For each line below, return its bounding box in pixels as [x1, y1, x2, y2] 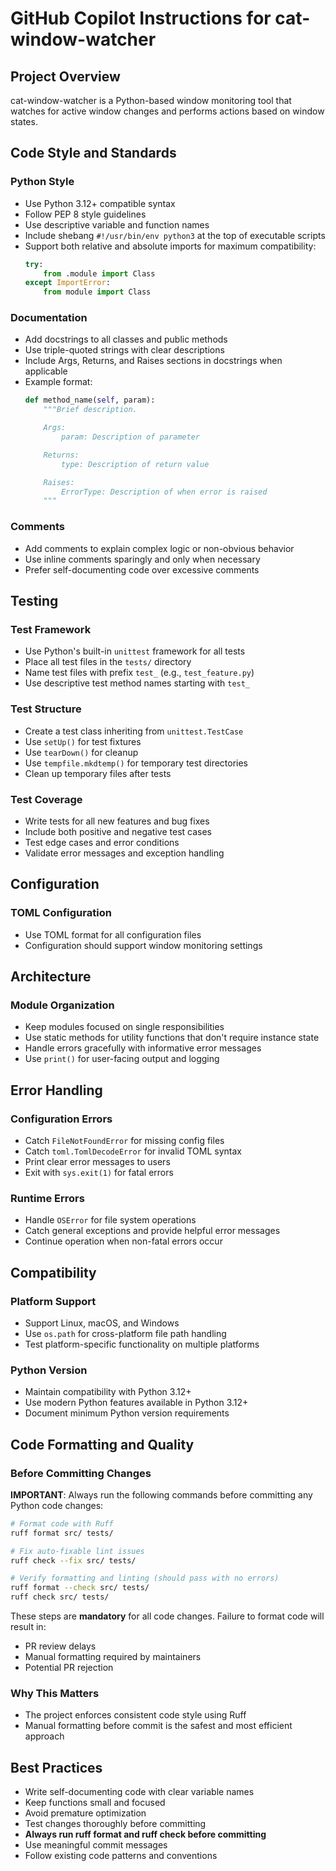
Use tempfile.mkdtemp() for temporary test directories [24, 757, 249, 769]
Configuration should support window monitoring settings [24, 939, 263, 951]
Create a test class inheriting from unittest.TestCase [24, 725, 244, 737]
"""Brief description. [43, 405, 138, 415]
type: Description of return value [61, 459, 210, 469]
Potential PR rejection [24, 1662, 114, 1674]
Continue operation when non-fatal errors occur [24, 1235, 223, 1247]
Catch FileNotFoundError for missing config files [24, 1135, 225, 1146]
